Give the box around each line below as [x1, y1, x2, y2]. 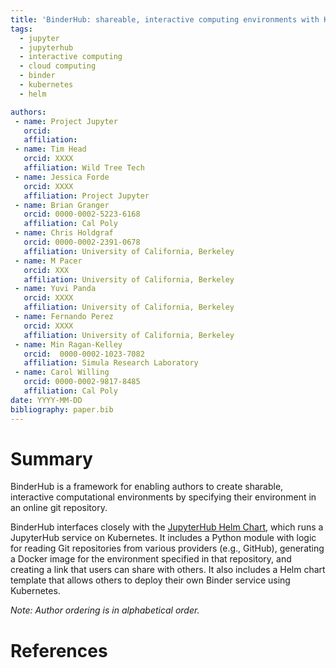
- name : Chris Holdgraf [14, 228, 114, 238]
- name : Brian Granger [14, 200, 110, 210]
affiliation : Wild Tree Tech [23, 163, 145, 173]
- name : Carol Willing [14, 367, 110, 378]
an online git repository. [10, 502, 108, 514]
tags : [10, 24, 33, 34]
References [10, 639, 108, 662]
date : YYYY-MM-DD [10, 395, 83, 405]
